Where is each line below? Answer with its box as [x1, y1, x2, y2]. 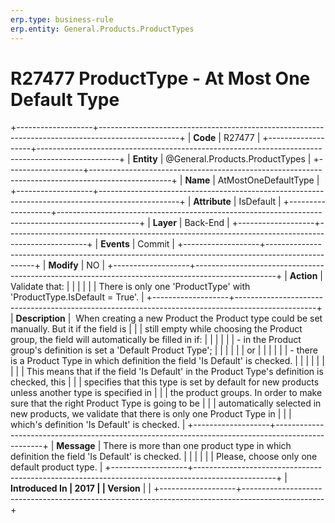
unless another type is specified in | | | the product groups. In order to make [10, 387, 323, 399]
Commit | [137, 238, 175, 250]
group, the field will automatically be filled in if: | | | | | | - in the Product [10, 334, 302, 346]
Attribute [193, 196, 232, 208]
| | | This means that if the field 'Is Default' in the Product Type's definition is [10, 366, 324, 378]
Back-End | [184, 217, 230, 229]
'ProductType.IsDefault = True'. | [10, 291, 145, 303]
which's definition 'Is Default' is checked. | [10, 419, 186, 431]
